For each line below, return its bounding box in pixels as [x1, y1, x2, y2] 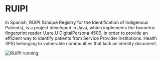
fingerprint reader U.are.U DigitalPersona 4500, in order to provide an [5, 30, 148, 36]
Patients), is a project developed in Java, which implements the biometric [5, 24, 156, 30]
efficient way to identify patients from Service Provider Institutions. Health [5, 35, 157, 41]
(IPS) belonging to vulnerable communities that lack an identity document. [5, 40, 158, 46]
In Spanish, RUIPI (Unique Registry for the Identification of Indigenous [5, 19, 149, 25]
